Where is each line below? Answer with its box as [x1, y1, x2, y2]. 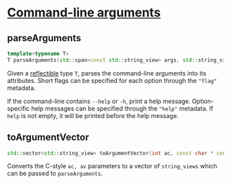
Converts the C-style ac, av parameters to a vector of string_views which [7, 162, 218, 170]
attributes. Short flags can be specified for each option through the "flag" [7, 76, 217, 84]
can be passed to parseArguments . [7, 170, 103, 178]
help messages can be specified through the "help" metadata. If [31, 104, 214, 113]
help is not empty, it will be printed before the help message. [7, 111, 179, 119]
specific [7, 104, 30, 113]
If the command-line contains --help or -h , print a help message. [7, 97, 191, 105]
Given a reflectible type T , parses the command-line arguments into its [7, 69, 206, 77]
